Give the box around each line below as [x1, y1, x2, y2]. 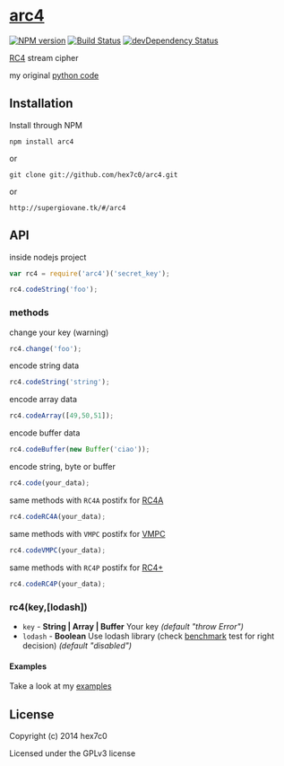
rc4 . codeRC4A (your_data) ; [9, 512, 106, 521]
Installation [9, 96, 73, 111]
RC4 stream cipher [9, 52, 79, 63]
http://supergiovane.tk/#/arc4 [9, 203, 126, 212]
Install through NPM [9, 119, 83, 130]
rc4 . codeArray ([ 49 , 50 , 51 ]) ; [9, 411, 115, 420]
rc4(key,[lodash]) [9, 601, 88, 613]
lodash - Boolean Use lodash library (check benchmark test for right [22, 630, 275, 641]
